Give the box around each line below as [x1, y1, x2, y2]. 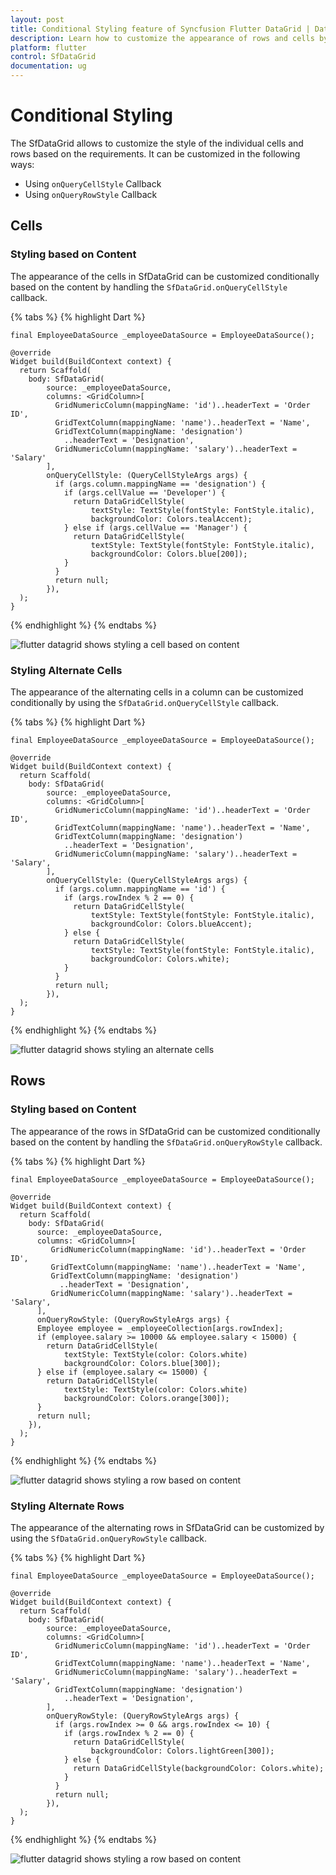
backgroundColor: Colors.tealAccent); [90, 514, 253, 524]
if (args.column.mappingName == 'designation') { [54, 479, 267, 489]
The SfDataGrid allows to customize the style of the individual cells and [10, 137, 304, 149]
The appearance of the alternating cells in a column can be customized [10, 686, 304, 698]
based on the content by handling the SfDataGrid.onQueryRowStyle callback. [10, 1136, 323, 1148]
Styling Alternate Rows [10, 1499, 125, 1513]
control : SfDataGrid [10, 52, 97, 62]
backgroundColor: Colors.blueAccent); [90, 919, 253, 929]
